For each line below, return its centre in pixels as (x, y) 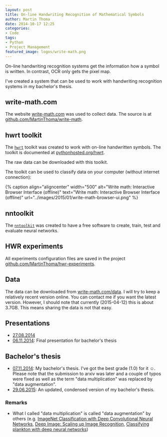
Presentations (27, 323)
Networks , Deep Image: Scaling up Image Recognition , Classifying (81, 424)
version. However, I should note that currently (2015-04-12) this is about (79, 302)
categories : (17, 29)
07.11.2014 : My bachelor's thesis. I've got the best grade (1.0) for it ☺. (84, 368)
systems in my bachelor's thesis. (39, 86)
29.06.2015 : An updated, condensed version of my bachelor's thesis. (83, 390)
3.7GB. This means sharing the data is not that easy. (59, 307)
